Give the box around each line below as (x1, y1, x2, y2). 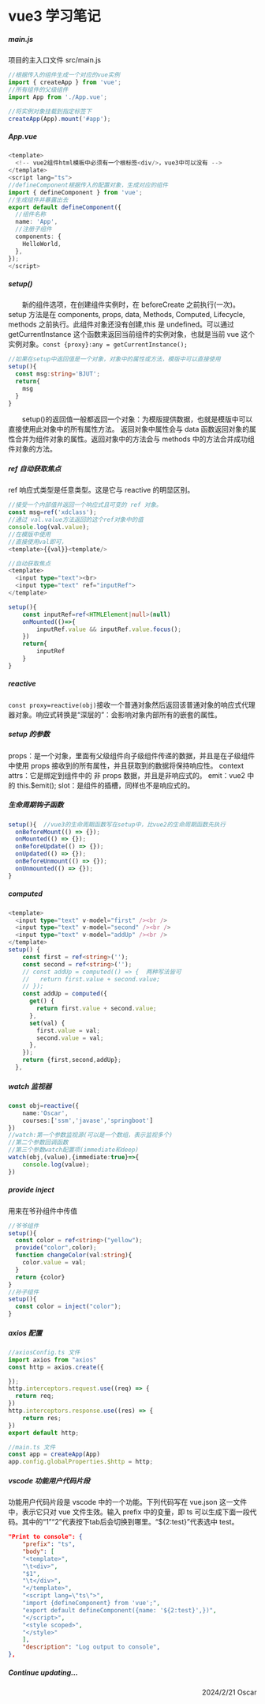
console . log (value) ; (22, 1160, 90, 1169)
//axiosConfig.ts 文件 (8, 1348, 80, 1356)
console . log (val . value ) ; (8, 523, 90, 531)
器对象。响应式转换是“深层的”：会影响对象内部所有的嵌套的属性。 (8, 709, 222, 720)
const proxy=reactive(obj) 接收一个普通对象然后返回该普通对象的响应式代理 (8, 700, 256, 709)
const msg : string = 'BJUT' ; (15, 370, 101, 378)
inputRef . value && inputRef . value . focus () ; (36, 625, 181, 633)
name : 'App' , (15, 218, 58, 226)
